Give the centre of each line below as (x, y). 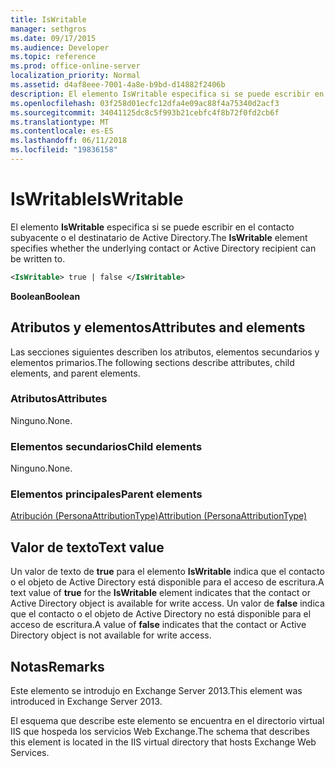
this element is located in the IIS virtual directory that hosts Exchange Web (163, 742)
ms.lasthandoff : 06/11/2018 (69, 141)
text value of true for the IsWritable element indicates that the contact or (161, 593)
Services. (30, 753)
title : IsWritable (48, 19)
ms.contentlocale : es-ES (62, 131)
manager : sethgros (48, 29)
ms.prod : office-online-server (75, 66)
